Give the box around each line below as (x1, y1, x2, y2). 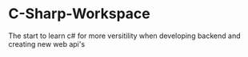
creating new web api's (8, 39, 86, 48)
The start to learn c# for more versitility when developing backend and (8, 31, 241, 40)
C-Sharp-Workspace (8, 5, 150, 23)
